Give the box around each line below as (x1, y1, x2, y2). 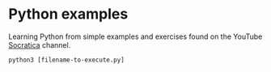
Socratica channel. (8, 40, 71, 49)
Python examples (8, 5, 129, 23)
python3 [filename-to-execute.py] (8, 56, 125, 64)
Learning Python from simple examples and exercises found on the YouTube (8, 32, 263, 41)
